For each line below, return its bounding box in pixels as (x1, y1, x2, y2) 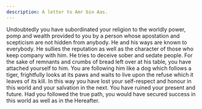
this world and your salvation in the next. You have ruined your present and (6, 83, 196, 91)
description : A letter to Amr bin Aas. (6, 9, 108, 15)
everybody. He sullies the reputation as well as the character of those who (6, 45, 194, 52)
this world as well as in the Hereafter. (6, 97, 100, 104)
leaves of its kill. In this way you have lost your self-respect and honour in (6, 77, 192, 85)
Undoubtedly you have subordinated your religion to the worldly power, (6, 26, 186, 33)
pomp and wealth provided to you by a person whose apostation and (6, 32, 180, 40)
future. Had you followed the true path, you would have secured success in (6, 90, 196, 97)
